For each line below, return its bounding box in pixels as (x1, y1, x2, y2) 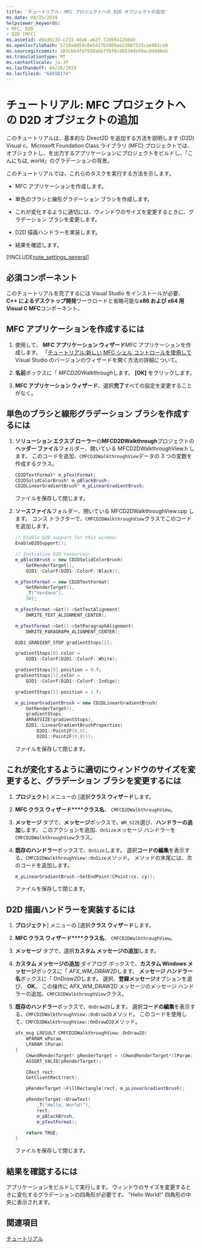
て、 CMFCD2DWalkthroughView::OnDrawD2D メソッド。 (14, 1018, 141, 1026)
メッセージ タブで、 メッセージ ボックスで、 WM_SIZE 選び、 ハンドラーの (14, 818, 188, 826)
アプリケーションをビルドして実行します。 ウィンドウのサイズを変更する (6, 1183, 186, 1191)
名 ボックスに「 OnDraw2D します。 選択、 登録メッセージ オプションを (14, 975, 188, 983)
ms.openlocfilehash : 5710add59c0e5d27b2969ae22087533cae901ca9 (6, 43, 168, 49)
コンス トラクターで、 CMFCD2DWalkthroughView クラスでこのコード (32, 515, 192, 522)
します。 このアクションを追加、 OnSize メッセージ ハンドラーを (20, 826, 176, 833)
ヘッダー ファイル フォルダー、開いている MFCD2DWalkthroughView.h (14, 444, 188, 452)
